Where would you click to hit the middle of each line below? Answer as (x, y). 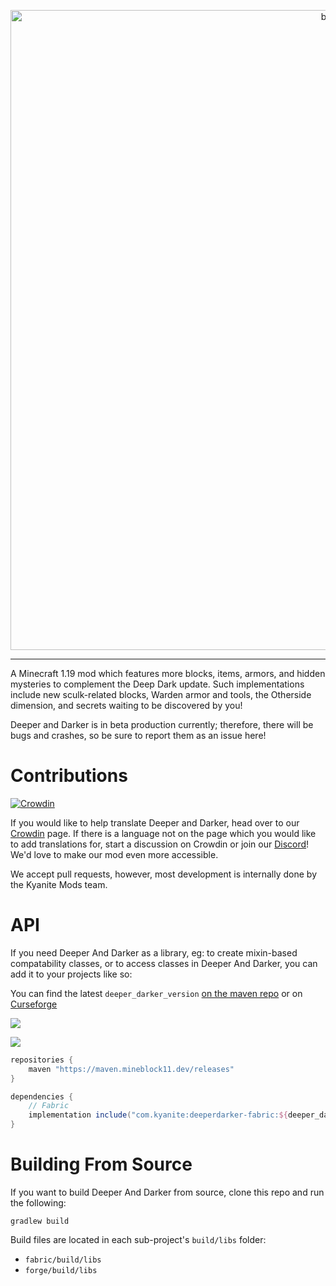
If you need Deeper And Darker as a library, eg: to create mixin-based (154, 952)
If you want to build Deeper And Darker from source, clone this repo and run (167, 1192)
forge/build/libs (61, 1270)
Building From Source (101, 1164)
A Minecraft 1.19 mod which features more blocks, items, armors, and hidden (168, 673)
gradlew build (40, 1221)
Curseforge (34, 1004)
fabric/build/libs (63, 1260)
